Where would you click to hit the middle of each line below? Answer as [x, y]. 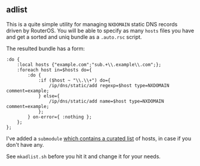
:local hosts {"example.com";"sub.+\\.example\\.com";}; [89, 64]
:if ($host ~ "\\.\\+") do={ [74, 80]
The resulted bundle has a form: [46, 48]
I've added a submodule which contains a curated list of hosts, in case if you [99, 138]
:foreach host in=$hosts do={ [55, 70]
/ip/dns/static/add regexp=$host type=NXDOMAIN [109, 85]
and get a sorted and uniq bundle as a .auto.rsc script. [74, 37]
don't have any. [25, 145]
